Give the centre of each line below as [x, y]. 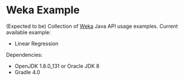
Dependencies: [24, 54]
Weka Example [43, 10]
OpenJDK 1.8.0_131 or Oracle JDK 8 [57, 66]
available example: [28, 32]
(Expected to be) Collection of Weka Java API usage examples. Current [92, 26]
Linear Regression [36, 43]
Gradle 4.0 [27, 72]
